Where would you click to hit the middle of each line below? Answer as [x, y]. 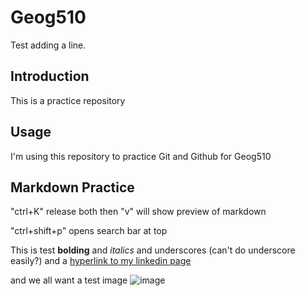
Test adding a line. [48, 45]
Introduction [50, 76]
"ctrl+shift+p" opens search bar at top [89, 231]
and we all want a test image [69, 280]
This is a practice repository [68, 100]
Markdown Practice [72, 187]
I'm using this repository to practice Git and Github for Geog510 [141, 156]
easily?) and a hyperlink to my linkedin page [101, 261]
